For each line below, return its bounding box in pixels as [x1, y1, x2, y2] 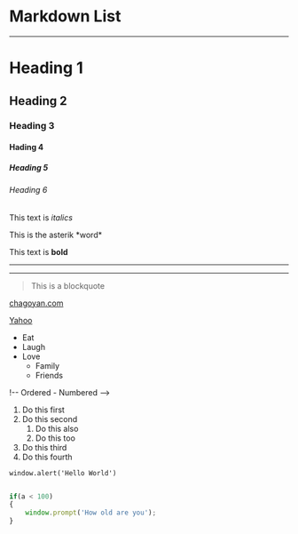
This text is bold [9, 246, 68, 257]
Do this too [35, 433, 75, 443]
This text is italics [9, 211, 74, 223]
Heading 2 [9, 93, 68, 108]
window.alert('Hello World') [9, 468, 117, 477]
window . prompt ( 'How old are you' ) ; [25, 508, 157, 517]
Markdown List [9, 6, 122, 27]
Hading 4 [9, 142, 44, 153]
